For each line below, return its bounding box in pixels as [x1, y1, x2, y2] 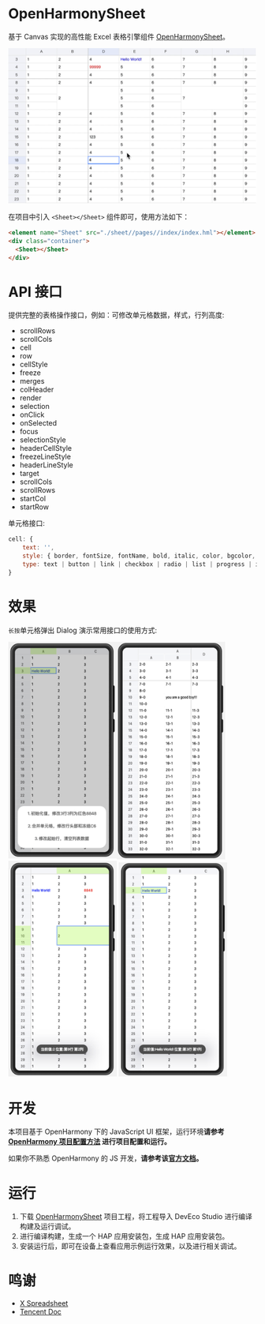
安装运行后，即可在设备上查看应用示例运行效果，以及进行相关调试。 [19, 1241, 241, 1251]
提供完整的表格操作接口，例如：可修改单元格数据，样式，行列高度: [8, 310, 225, 320]
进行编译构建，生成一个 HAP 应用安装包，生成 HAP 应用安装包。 [19, 1232, 230, 1241]
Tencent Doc [19, 1307, 62, 1317]
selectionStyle [19, 435, 66, 444]
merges [19, 377, 45, 386]
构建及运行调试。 [19, 1221, 76, 1232]
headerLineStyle [19, 460, 73, 470]
